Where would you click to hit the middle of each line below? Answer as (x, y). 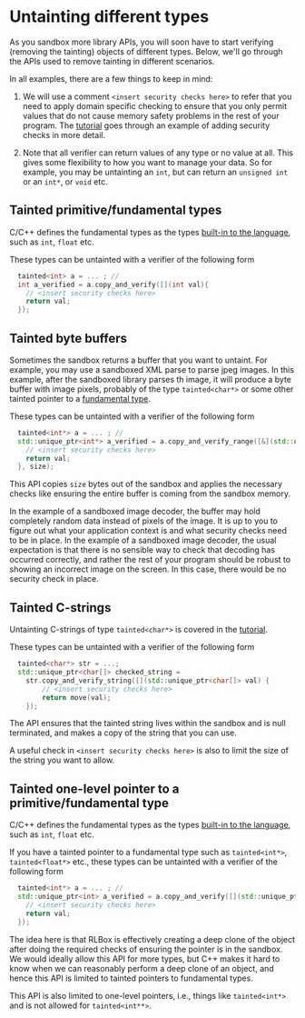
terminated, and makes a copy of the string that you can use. (123, 733)
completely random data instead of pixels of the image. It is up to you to (144, 521)
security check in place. (54, 579)
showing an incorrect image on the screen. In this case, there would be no (148, 569)
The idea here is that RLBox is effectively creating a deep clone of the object (152, 939)
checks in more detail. (64, 135)
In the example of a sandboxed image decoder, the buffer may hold (135, 512)
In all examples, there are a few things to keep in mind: (111, 78)
